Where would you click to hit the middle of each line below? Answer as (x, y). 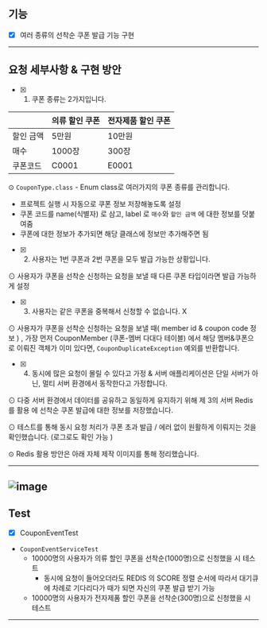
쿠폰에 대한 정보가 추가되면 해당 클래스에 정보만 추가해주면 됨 (114, 234)
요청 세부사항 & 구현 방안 (65, 70)
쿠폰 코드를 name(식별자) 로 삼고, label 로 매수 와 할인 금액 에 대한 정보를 (130, 214)
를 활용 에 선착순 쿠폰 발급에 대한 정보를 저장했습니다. (91, 410)
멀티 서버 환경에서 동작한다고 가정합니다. (105, 383)
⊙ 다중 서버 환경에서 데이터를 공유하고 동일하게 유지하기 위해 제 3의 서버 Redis (131, 400)
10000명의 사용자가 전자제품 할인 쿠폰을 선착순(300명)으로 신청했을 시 (141, 598)
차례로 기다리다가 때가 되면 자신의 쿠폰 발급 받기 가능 (133, 587)
